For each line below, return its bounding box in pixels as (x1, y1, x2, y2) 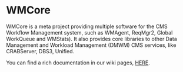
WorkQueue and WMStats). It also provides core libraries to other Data (6, 35, 178, 42)
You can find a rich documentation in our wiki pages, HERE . (6, 59, 150, 66)
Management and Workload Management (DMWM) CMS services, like (6, 42, 177, 49)
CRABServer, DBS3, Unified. (6, 47, 75, 54)
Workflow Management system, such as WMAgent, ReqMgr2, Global (6, 29, 173, 36)
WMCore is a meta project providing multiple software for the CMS (6, 23, 168, 30)
